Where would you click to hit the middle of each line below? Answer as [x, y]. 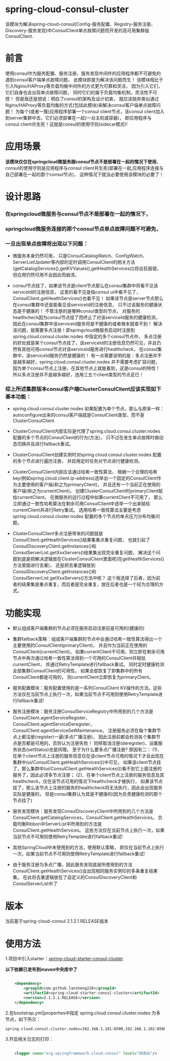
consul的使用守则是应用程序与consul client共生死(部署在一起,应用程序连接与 [84, 168]
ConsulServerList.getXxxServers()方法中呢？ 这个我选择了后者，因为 [84, 578]
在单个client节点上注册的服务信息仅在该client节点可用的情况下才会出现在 [88, 756]
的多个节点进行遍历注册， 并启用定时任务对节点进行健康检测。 [77, 461]
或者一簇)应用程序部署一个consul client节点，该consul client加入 [97, 111]
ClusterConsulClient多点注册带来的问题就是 [58, 534]
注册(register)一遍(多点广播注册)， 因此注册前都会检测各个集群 [91, 737]
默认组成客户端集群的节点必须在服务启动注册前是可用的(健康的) [79, 628]
